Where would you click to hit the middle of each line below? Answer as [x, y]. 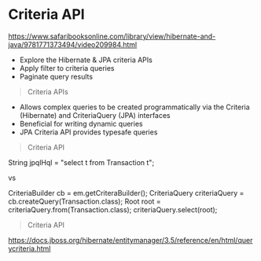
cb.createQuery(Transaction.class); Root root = [85, 201]
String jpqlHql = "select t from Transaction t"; [81, 162]
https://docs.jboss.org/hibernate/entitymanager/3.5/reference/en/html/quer [130, 240]
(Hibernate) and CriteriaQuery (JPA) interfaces [95, 115]
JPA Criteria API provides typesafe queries [88, 132]
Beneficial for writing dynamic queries [81, 123]
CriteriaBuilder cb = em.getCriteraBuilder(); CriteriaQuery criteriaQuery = [126, 193]
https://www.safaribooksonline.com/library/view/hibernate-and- [112, 36]
